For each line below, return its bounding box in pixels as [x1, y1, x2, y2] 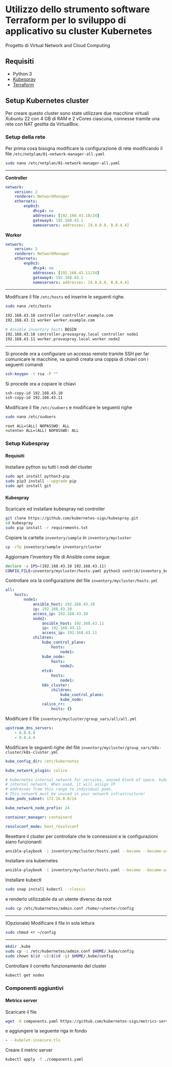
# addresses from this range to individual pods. [5, 787, 114, 792]
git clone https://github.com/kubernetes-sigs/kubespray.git [5, 516, 139, 521]
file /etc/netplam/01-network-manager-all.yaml [5, 150, 105, 157]
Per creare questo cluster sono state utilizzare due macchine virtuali [5, 110, 149, 116]
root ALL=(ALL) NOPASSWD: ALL [5, 424, 70, 429]
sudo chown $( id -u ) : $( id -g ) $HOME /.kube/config [5, 953, 114, 959]
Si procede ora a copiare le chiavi [5, 380, 76, 387]
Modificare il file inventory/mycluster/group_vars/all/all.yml [5, 715, 137, 722]
